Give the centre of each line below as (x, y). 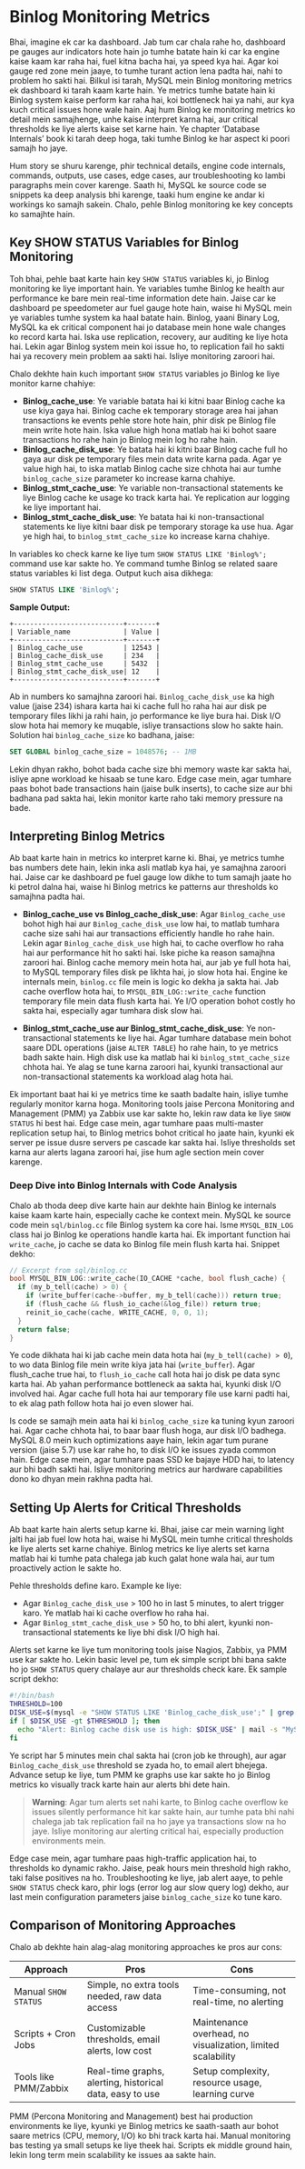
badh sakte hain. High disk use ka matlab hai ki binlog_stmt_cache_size (156, 1057)
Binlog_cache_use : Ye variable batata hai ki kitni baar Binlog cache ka (154, 401)
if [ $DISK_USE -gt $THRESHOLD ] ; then (85, 1721)
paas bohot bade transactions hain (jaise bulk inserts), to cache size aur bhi (151, 788)
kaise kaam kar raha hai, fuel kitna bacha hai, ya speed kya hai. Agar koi (144, 61)
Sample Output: (40, 607)
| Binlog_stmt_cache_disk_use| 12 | (85, 671)
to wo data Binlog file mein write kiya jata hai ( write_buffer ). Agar (133, 1364)
